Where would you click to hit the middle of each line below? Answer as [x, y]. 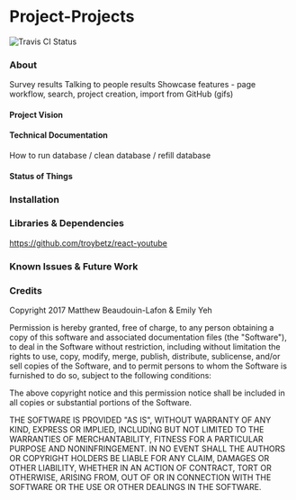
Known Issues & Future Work [74, 266]
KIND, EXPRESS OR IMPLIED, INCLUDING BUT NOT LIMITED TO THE [137, 430]
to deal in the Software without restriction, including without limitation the [145, 347]
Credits [26, 290]
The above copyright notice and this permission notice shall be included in [147, 393]
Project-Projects [72, 17]
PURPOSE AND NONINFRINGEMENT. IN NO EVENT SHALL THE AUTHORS [148, 449]
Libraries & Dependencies [67, 223]
